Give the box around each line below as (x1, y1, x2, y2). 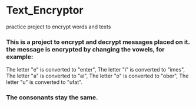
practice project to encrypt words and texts (6, 23, 111, 30)
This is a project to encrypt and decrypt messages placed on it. (6, 38, 190, 46)
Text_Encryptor (6, 4, 84, 17)
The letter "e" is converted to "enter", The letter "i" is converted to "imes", (6, 66, 185, 73)
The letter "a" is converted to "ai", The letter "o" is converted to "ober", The (6, 72, 189, 80)
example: (6, 53, 34, 61)
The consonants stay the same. (6, 93, 98, 102)
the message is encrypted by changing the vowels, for (6, 45, 165, 53)
